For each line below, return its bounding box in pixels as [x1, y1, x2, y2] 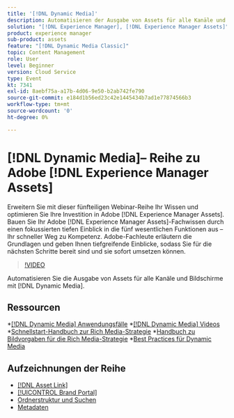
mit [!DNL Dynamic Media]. [7, 281, 85, 290]
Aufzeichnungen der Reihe [7, 362, 126, 374]
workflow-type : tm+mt [7, 101, 70, 108]
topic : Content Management [7, 49, 86, 56]
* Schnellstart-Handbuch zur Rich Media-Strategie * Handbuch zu [7, 327, 196, 336]
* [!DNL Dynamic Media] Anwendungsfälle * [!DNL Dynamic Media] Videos [7, 320, 221, 328]
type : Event [7, 75, 42, 82]
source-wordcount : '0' [7, 107, 73, 114]
